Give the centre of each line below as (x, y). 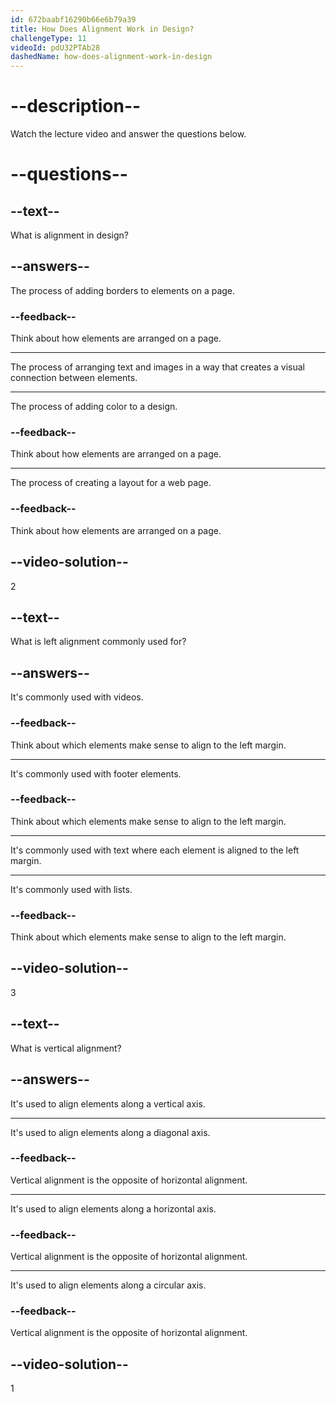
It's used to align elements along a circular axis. (108, 1285)
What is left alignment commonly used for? (98, 642)
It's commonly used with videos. (77, 697)
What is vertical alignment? (66, 1048)
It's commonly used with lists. (71, 889)
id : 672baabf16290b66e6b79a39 (73, 19)
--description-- (76, 106)
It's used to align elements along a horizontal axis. (113, 1208)
